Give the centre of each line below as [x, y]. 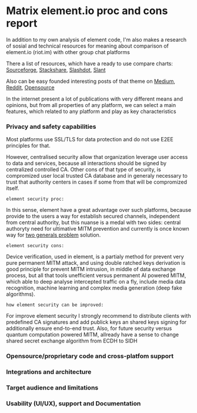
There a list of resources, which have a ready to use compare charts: [90, 64]
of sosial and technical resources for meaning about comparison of [88, 46]
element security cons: [35, 246]
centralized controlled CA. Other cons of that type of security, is [84, 169]
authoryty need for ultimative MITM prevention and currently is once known [98, 229]
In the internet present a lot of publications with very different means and [95, 99]
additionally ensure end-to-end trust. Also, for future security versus [89, 328]
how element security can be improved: [55, 305]
